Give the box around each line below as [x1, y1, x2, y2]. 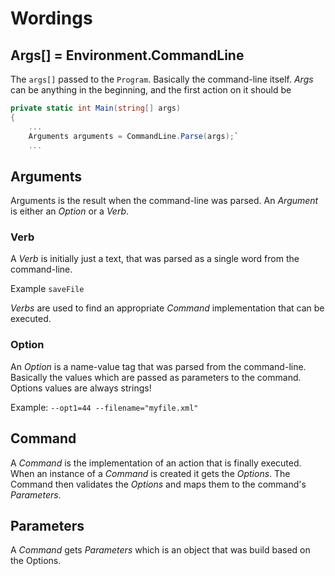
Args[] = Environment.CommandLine [10, 47, 245, 64]
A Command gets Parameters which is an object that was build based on [10, 544, 311, 556]
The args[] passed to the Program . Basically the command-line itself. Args [10, 73, 314, 85]
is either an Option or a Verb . [10, 205, 130, 217]
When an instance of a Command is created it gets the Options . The [10, 467, 291, 479]
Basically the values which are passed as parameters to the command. [10, 371, 302, 383]
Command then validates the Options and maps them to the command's [10, 478, 307, 490]
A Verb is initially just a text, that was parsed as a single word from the [10, 253, 300, 265]
